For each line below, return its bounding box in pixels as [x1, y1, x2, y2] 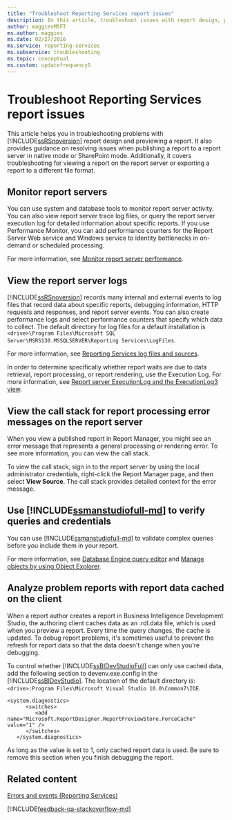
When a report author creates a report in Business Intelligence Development [7, 611, 224, 620]
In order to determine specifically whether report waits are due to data [7, 363, 207, 372]
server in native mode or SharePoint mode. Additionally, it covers [7, 151, 192, 159]
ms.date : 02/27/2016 [7, 36, 67, 43]
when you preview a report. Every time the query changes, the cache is [7, 626, 211, 634]
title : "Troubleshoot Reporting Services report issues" [7, 10, 175, 17]
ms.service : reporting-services [7, 42, 100, 49]
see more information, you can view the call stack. [7, 449, 151, 457]
